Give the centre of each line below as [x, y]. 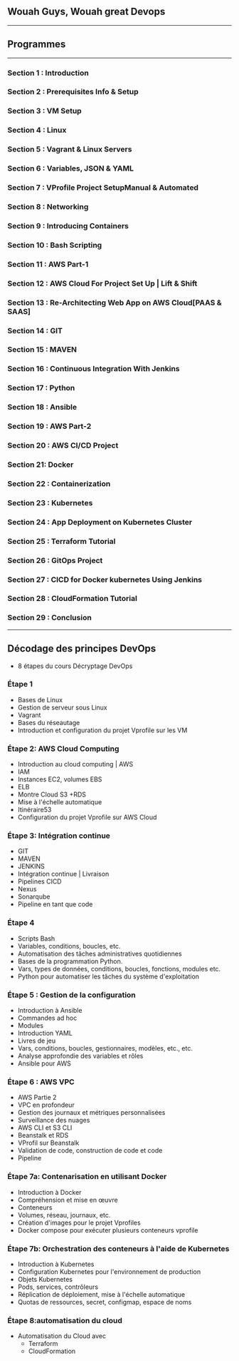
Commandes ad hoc [47, 1018]
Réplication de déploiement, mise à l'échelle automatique [101, 1294]
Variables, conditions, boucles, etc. [69, 946]
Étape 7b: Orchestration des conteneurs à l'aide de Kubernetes [118, 1248]
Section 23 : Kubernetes [50, 502]
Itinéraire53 [34, 810]
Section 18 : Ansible [42, 408]
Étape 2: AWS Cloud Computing [63, 749]
